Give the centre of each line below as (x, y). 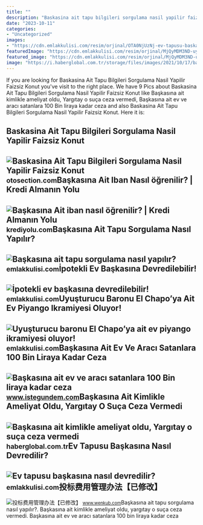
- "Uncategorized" (29, 35)
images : (16, 40)
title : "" (19, 12)
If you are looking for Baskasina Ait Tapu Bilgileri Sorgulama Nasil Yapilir (96, 80)
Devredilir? (27, 455)
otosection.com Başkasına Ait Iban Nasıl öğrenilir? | (100, 180)
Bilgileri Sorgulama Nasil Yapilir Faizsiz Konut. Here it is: (76, 112)
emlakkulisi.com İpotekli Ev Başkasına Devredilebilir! (101, 269)
